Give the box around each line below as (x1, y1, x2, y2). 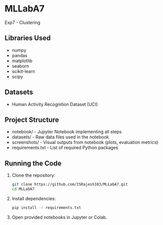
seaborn (11, 63, 29, 69)
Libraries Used (4, 34, 51, 42)
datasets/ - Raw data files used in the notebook (11, 134, 109, 140)
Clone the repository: (11, 172, 56, 178)
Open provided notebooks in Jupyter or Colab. (11, 214, 107, 220)
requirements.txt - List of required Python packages (11, 145, 118, 151)
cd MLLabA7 (11, 187, 35, 192)
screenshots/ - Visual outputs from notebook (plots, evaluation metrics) (11, 139, 159, 145)
